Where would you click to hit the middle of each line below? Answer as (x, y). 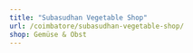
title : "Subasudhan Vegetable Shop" (78, 18)
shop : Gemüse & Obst (48, 34)
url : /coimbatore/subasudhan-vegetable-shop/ (96, 26)
